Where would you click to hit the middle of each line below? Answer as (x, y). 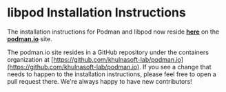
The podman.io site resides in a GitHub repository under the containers (108, 52)
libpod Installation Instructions (96, 13)
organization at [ (30, 59)
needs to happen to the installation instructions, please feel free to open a (112, 74)
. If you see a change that (175, 67)
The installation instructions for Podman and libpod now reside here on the (113, 32)
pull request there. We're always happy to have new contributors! (100, 81)
